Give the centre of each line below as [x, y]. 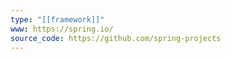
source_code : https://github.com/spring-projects [116, 38]
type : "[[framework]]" [57, 19]
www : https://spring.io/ [62, 29]
